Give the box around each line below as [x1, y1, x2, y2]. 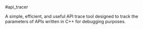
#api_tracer [5, 4, 29, 10]
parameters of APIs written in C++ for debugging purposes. [5, 19, 126, 24]
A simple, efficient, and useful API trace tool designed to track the [5, 14, 139, 19]
